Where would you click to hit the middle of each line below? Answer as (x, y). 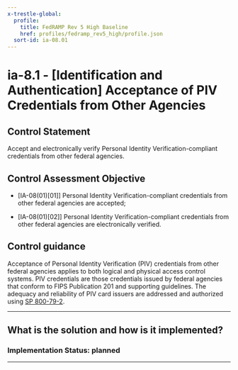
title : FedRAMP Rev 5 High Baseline (74, 27)
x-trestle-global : (34, 14)
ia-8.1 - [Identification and (85, 75)
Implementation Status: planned (64, 350)
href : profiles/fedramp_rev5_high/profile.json (91, 34)
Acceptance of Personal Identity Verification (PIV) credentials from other (113, 264)
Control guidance (47, 246)
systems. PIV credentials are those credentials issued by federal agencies (115, 279)
